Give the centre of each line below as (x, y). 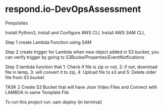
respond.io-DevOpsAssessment (73, 9)
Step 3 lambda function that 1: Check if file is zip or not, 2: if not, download (81, 67)
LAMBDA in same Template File (37, 92)
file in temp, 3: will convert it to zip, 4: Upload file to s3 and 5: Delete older (81, 72)
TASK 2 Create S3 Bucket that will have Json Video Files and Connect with (81, 87)
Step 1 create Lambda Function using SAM (48, 42)
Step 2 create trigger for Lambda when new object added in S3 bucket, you (82, 52)
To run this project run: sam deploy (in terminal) (54, 102)
